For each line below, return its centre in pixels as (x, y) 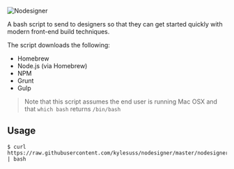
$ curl (17, 147)
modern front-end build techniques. (58, 32)
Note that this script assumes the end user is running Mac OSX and (121, 102)
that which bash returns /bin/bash (72, 109)
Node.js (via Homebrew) (52, 66)
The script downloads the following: (58, 45)
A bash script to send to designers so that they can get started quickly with (115, 24)
